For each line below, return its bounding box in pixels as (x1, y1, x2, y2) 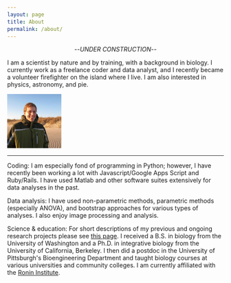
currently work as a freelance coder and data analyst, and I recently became (7, 66, 224, 74)
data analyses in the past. (7, 183, 80, 192)
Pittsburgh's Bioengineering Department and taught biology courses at (7, 254, 208, 262)
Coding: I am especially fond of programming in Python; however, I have (7, 161, 212, 170)
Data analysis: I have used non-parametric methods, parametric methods (7, 196, 214, 205)
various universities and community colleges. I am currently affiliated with (7, 261, 216, 269)
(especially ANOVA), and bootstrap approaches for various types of (7, 204, 199, 212)
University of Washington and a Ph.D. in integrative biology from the (7, 239, 199, 247)
